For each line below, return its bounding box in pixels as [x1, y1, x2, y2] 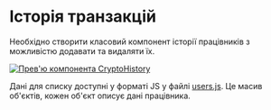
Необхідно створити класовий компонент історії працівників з [9, 36, 250, 47]
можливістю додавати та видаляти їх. [9, 45, 155, 56]
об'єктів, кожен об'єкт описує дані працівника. [9, 90, 192, 101]
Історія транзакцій [9, 6, 156, 27]
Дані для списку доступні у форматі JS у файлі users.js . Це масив [9, 80, 263, 91]
